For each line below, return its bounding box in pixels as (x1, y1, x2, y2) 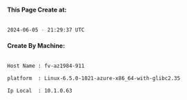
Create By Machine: (7, 41, 66, 49)
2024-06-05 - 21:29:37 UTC (7, 27, 85, 34)
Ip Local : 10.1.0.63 (7, 88, 72, 95)
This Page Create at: (7, 5, 67, 14)
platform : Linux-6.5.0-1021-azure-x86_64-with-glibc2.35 (7, 75, 181, 82)
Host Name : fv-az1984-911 (7, 62, 85, 70)
